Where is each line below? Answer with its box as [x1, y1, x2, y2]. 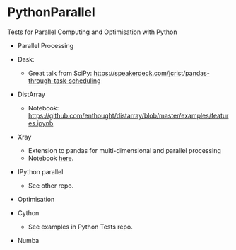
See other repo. [28, 181, 74, 190]
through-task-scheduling [28, 76, 101, 85]
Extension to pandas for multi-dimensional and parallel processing [28, 146, 221, 154]
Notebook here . [28, 154, 74, 162]
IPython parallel [17, 167, 64, 176]
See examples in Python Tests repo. [28, 222, 133, 231]
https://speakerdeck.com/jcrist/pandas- [93, 69, 210, 77]
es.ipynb [28, 118, 54, 127]
